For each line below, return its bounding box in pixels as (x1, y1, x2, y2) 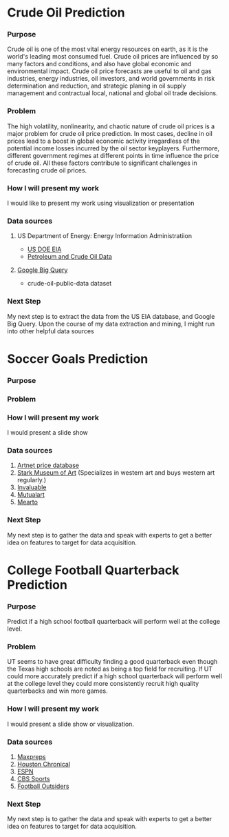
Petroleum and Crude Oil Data (27, 253, 112, 261)
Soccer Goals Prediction (7, 351, 149, 366)
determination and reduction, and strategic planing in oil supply (7, 81, 186, 90)
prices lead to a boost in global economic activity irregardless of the (7, 137, 201, 145)
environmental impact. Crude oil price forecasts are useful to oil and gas (7, 67, 212, 75)
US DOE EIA (27, 245, 62, 253)
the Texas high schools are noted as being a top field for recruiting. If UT (7, 664, 213, 673)
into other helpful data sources (7, 326, 94, 335)
